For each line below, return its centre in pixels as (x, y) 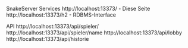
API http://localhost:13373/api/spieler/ (53, 26)
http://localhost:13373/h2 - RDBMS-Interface (61, 15)
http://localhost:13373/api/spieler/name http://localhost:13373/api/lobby (94, 33)
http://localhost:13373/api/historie (48, 39)
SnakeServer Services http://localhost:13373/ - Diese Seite (78, 9)
